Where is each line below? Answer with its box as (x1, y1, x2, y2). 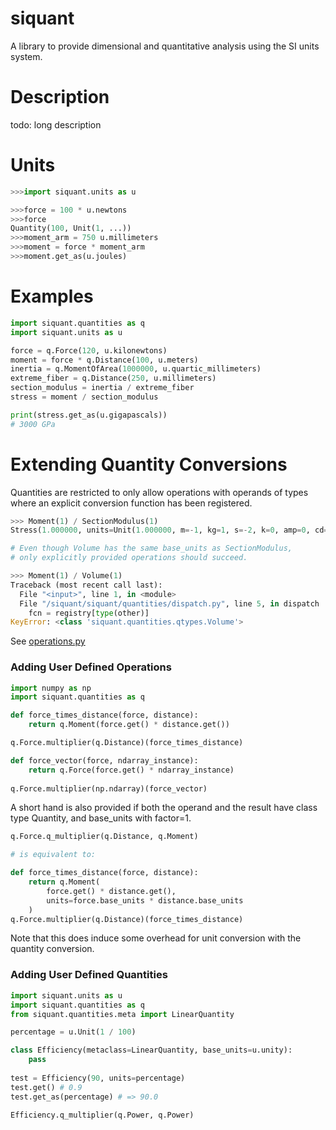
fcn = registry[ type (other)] (28, 608, 150, 618)
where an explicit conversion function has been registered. (10, 497, 253, 509)
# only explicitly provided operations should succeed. (10, 553, 248, 563)
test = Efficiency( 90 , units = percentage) (10, 1073, 186, 1083)
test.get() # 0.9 (10, 1082, 83, 1092)
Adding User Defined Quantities (10, 968, 168, 982)
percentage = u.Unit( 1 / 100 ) (10, 1027, 137, 1037)
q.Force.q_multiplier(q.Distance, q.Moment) (10, 832, 199, 842)
